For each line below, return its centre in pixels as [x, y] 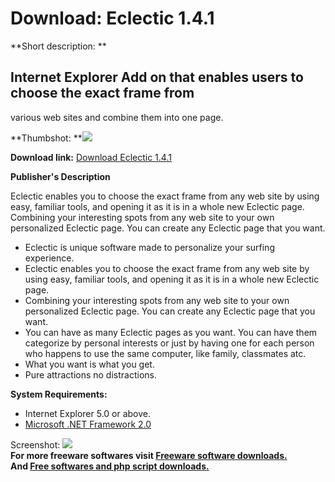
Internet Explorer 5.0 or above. [88, 413]
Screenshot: [35, 444]
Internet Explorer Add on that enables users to [157, 77]
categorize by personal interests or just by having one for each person [169, 343]
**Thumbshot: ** [46, 138]
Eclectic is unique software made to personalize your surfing [149, 247]
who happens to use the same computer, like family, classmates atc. [165, 353]
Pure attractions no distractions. [90, 374]
